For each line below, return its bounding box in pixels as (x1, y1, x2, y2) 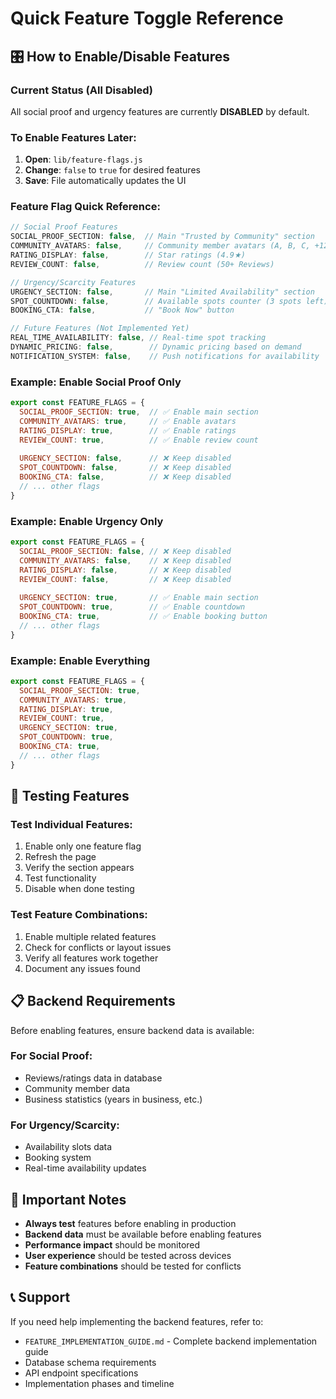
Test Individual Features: (10, 818, 133, 832)
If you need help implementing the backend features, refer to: (10, 1315, 264, 1327)
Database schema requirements (24, 1356, 157, 1368)
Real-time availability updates (24, 1162, 147, 1174)
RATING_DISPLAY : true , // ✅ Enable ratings (19, 425, 237, 436)
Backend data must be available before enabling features (24, 1228, 262, 1240)
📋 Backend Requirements (10, 993, 176, 1010)
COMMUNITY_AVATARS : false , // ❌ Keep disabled (19, 555, 232, 566)
